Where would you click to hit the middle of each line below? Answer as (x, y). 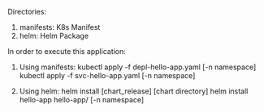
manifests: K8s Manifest (60, 27)
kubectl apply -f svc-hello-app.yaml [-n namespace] (107, 75)
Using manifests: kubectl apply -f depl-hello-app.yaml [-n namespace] (138, 67)
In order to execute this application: (67, 51)
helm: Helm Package (54, 36)
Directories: (27, 12)
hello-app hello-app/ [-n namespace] (82, 100)
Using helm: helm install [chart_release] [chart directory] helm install (134, 91)
